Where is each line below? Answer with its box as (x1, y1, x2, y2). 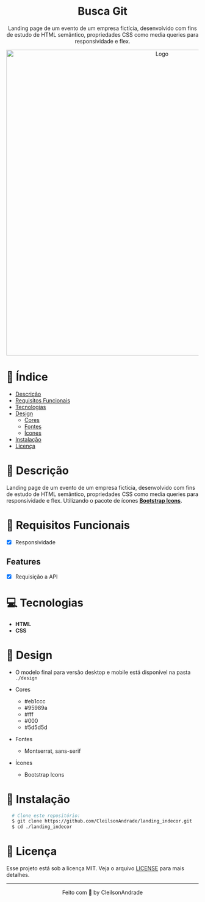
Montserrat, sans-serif (24, 747, 81, 755)
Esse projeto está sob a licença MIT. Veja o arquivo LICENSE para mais (6, 865, 185, 872)
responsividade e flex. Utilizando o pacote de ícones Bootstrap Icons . (6, 497, 182, 504)
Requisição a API (15, 573, 58, 580)
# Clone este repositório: (12, 812, 81, 819)
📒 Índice (6, 370, 48, 384)
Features (6, 556, 41, 567)
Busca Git (77, 4, 128, 18)
